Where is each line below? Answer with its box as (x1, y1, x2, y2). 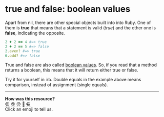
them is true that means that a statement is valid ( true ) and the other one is (5, 24, 156, 30)
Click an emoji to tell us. (5, 106, 53, 112)
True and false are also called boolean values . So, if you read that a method (5, 62, 157, 68)
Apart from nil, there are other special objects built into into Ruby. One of (5, 20, 151, 25)
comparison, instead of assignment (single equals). (5, 82, 108, 88)
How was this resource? (5, 96, 55, 102)
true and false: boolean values (5, 3, 131, 15)
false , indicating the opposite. (5, 30, 65, 36)
